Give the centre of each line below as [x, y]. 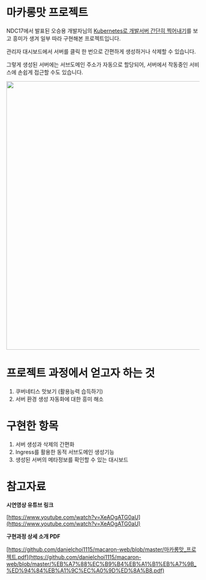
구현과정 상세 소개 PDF [33, 536]
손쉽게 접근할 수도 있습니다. [51, 72]
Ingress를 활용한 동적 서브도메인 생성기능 [65, 452]
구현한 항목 [32, 426]
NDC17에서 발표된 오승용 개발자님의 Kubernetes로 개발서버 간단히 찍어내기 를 [99, 31]
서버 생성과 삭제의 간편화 [45, 444]
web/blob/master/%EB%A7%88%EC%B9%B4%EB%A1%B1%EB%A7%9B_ [101, 564]
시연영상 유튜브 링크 [30, 505]
